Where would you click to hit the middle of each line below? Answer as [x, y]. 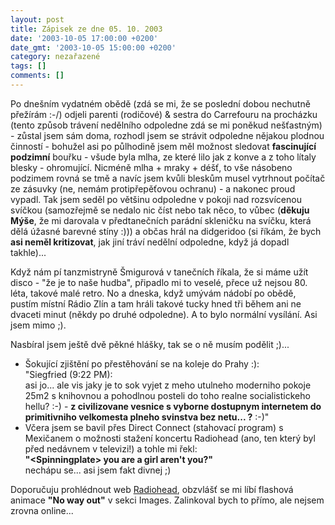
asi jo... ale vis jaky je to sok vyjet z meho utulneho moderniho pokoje [168, 385]
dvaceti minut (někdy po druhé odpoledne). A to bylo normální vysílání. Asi [164, 314]
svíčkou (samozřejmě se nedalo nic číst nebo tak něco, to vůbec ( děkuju [160, 210]
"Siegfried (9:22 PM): [68, 374]
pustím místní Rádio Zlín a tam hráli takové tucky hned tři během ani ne [156, 303]
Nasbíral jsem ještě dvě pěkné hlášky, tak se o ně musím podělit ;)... [150, 344]
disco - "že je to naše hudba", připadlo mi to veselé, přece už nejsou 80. [159, 282]
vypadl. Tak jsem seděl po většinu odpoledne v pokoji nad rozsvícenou [156, 199]
